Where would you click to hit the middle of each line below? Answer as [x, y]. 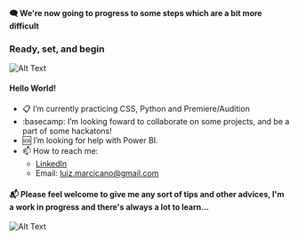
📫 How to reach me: [60, 151]
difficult [24, 26]
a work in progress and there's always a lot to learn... [109, 207]
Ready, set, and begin [57, 49]
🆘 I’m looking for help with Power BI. [90, 140]
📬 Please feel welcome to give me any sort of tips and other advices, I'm [147, 194]
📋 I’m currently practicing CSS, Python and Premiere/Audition [136, 109]
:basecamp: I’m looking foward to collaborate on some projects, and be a [156, 122]
